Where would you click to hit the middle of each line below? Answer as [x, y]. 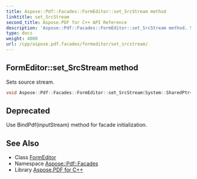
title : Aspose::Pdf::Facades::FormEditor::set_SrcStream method [86, 11]
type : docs [19, 33]
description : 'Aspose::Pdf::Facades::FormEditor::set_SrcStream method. [97, 28]
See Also [23, 143]
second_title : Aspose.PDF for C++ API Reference [67, 22]
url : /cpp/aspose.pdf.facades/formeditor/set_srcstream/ [77, 44]
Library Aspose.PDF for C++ [49, 170]
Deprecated [28, 111]
